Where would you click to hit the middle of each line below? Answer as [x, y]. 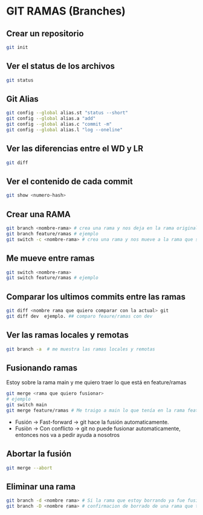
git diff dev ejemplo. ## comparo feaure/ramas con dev [79, 316]
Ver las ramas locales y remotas [67, 335]
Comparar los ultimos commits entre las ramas [96, 297]
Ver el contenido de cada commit [69, 181]
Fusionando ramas [42, 368]
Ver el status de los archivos [61, 66]
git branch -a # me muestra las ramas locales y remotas [81, 349]
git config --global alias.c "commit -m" [59, 124]
